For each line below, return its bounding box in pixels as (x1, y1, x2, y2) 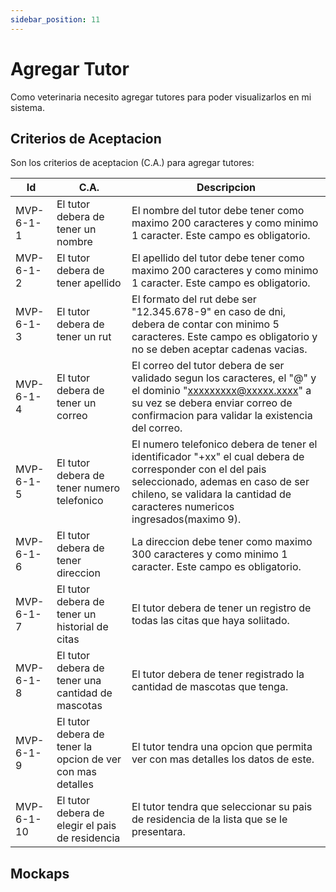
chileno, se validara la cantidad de (131, 487, 292, 501)
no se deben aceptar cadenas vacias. (131, 342, 308, 356)
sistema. (10, 101, 45, 113)
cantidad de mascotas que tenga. (131, 680, 289, 694)
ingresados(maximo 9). (131, 512, 242, 526)
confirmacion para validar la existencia (131, 409, 313, 423)
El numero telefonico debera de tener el (131, 437, 318, 451)
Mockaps (10, 865, 70, 882)
